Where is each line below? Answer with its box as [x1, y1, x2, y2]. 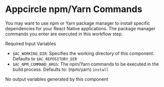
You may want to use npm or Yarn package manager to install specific [5, 20, 150, 26]
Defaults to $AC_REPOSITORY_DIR [12, 55, 77, 61]
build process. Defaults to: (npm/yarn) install [12, 66, 109, 72]
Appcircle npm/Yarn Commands [5, 4, 142, 15]
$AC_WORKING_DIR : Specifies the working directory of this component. [12, 50, 154, 56]
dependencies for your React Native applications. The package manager [5, 25, 156, 31]
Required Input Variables [5, 40, 56, 46]
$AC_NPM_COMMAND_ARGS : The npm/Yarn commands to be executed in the [12, 61, 159, 67]
